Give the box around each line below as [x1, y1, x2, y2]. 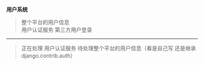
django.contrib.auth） [21, 52, 76, 59]
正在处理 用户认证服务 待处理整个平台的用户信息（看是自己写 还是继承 [21, 45, 196, 52]
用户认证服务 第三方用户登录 [21, 26, 92, 33]
